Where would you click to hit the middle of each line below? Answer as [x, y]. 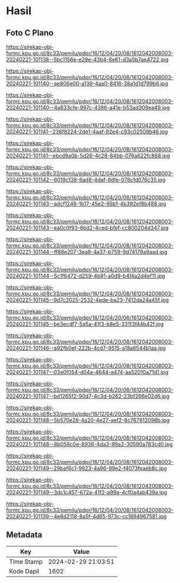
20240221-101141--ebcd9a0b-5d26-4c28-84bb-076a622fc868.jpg [88, 156]
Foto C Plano [30, 33]
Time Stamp [26, 562]
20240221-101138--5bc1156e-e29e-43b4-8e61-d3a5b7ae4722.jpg [87, 59]
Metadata [24, 535]
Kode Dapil [24, 571]
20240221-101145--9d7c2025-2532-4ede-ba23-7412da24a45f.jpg [88, 300]
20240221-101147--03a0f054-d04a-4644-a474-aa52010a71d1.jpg [87, 372]
